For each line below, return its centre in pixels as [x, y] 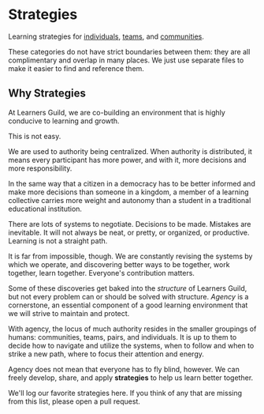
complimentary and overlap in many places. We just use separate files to [126, 60]
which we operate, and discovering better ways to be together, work [119, 264]
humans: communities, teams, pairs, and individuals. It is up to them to [123, 337]
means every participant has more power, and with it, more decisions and [127, 160]
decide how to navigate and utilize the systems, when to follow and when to [131, 345]
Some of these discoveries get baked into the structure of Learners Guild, [128, 288]
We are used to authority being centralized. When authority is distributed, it [130, 151]
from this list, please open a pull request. [74, 401]
